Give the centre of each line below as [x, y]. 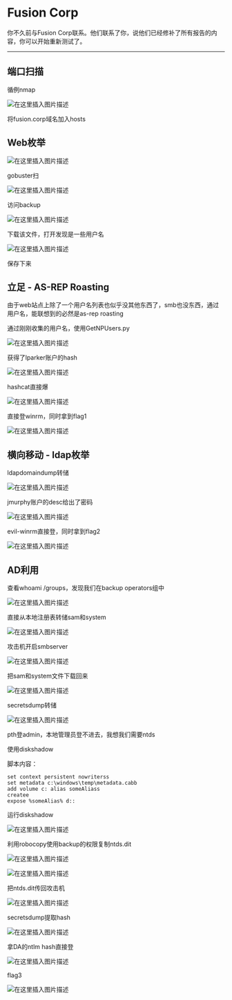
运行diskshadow [30, 815]
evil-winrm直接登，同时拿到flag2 [54, 531]
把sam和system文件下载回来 [48, 676]
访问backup [24, 204]
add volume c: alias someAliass [54, 789]
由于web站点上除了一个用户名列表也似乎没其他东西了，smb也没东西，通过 [113, 305]
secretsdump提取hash [39, 917]
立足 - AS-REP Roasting [58, 287]
